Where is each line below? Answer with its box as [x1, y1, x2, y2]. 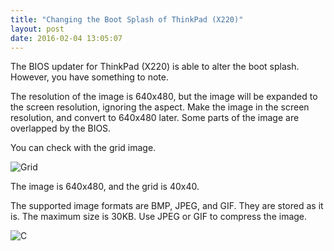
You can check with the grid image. [10, 142, 157, 154]
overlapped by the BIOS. [10, 122, 112, 135]
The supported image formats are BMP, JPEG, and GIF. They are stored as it [10, 200, 324, 212]
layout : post [10, 24, 65, 34]
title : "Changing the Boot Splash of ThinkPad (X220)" [10, 14, 244, 25]
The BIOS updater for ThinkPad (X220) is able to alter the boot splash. [10, 61, 300, 73]
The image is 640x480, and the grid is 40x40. [10, 181, 200, 193]
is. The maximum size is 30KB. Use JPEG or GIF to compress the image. [10, 211, 308, 223]
